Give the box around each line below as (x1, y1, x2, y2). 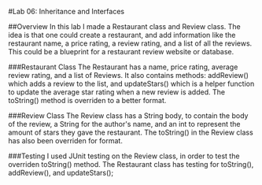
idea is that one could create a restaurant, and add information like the (8, 31, 236, 39)
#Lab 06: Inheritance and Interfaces (8, 7, 124, 16)
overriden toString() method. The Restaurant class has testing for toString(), (8, 160, 254, 168)
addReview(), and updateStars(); (8, 168, 114, 177)
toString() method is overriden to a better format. (8, 96, 167, 105)
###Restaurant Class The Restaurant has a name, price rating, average (8, 62, 238, 72)
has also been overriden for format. (8, 136, 124, 145)
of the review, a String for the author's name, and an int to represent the (8, 120, 241, 128)
